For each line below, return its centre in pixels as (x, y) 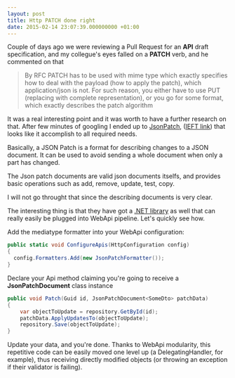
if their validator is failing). (45, 367)
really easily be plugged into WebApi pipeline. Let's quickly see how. (106, 218)
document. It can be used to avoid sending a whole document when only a (115, 155)
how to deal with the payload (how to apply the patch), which (113, 83)
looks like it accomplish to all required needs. (72, 134)
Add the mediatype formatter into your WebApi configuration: (96, 232)
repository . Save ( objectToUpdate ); (70, 325)
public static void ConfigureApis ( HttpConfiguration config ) (99, 245)
